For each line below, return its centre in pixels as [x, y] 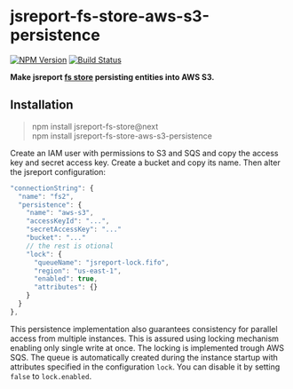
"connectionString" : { [52, 188]
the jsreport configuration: [58, 171]
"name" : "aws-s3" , [60, 213]
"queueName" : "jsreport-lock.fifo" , [101, 262]
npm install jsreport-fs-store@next [95, 126]
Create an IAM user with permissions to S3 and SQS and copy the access [144, 153]
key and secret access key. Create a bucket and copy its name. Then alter [145, 163]
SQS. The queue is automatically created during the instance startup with [144, 357]
